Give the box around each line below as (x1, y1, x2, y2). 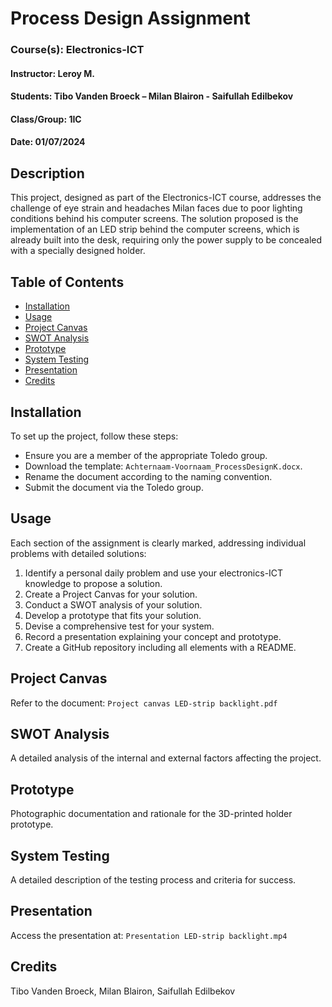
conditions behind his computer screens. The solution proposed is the (10, 213, 299, 225)
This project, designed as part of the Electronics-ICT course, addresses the (10, 192, 322, 204)
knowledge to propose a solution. (24, 577, 163, 589)
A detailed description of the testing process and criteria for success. (10, 873, 297, 886)
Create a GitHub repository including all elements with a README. (24, 641, 297, 653)
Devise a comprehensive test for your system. (24, 620, 215, 632)
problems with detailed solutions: (10, 547, 147, 559)
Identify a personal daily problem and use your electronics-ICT (24, 567, 284, 579)
